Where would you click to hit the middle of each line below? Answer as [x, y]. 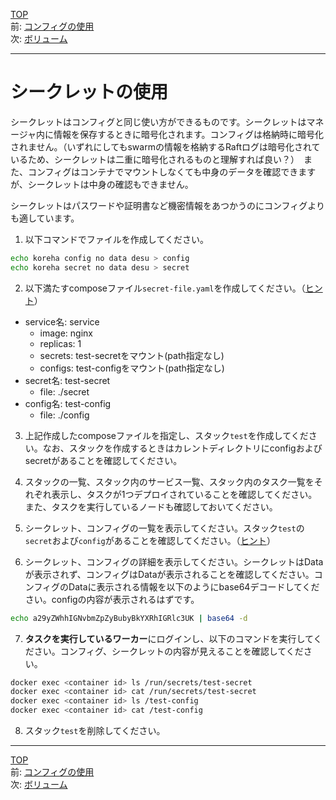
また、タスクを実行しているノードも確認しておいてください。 [151, 506]
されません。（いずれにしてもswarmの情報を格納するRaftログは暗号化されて [165, 146]
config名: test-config [68, 403]
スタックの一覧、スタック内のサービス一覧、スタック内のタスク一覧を [169, 481]
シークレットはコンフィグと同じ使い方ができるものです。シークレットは [158, 121]
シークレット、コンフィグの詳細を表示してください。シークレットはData [174, 561]
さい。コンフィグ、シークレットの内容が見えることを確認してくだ [168, 651]
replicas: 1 [60, 343]
